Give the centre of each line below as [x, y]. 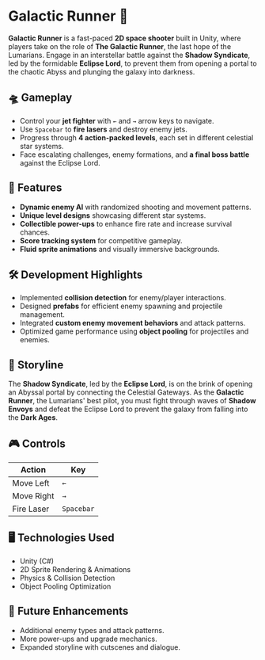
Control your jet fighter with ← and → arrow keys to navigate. [117, 120]
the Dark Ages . [33, 418]
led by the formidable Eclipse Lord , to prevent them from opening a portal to [132, 63]
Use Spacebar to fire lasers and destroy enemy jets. [103, 129]
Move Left [31, 483]
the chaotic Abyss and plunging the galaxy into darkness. [102, 71]
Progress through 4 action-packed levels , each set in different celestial [136, 137]
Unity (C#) [36, 561]
